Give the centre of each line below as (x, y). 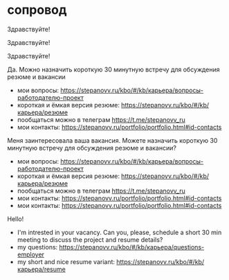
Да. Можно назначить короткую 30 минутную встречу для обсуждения (113, 69)
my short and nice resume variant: (66, 261)
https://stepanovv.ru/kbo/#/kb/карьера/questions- (132, 247)
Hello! (16, 219)
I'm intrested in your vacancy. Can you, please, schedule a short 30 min (119, 232)
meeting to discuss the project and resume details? (90, 239)
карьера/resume (41, 269)
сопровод (37, 10)
